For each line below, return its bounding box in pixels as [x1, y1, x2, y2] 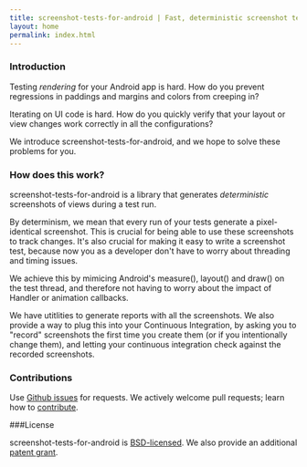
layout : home [9, 22, 59, 31]
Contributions [9, 371, 73, 384]
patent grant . [9, 447, 58, 458]
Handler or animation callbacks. [9, 292, 130, 303]
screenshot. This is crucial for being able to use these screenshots [43, 225, 294, 237]
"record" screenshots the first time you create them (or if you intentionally [9, 329, 288, 340]
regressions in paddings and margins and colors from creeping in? [9, 90, 259, 101]
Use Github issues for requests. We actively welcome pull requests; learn [9, 392, 285, 403]
